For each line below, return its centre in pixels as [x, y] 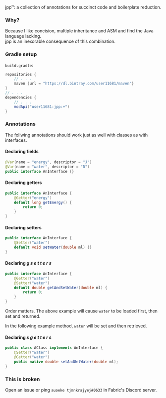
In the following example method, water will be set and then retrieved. [76, 326]
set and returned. [23, 316]
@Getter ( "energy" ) [33, 198]
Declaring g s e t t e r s [28, 263]
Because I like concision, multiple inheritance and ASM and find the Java [79, 31]
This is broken [23, 379]
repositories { [21, 74]
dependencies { [21, 97]
